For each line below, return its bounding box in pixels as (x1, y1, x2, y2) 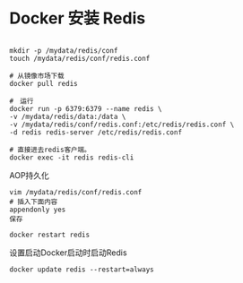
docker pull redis (9, 79, 78, 88)
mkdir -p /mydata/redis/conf (9, 46, 118, 55)
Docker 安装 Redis (9, 8, 146, 29)
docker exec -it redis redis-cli (9, 153, 135, 162)
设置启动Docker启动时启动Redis (9, 247, 127, 258)
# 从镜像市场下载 (9, 71, 65, 81)
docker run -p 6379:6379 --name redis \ (9, 104, 163, 113)
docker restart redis (9, 230, 91, 239)
